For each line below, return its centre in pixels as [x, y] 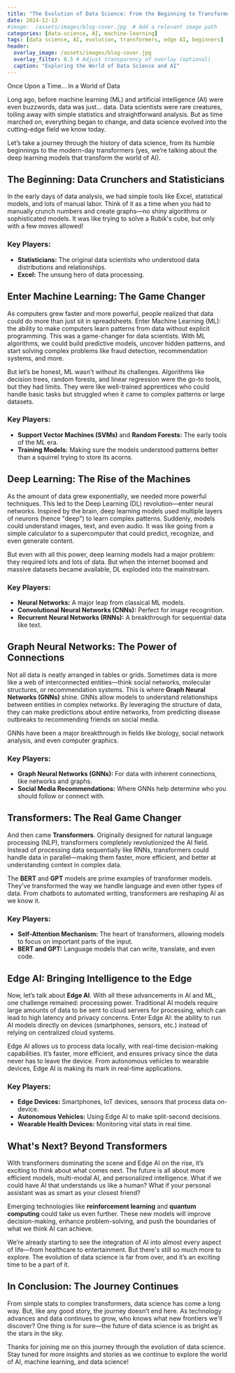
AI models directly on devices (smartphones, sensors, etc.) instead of [107, 1025]
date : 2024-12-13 [33, 20]
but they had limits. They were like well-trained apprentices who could [108, 387]
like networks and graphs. [55, 781]
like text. [29, 625]
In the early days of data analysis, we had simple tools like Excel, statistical [115, 196]
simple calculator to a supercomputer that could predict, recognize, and [111, 533]
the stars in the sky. [36, 1333]
